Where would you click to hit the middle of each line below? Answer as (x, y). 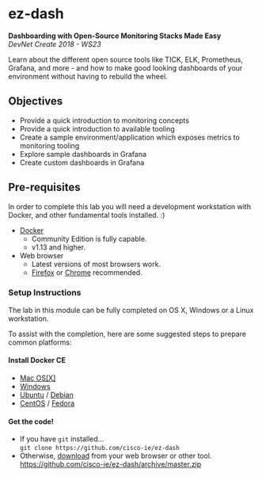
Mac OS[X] (38, 378)
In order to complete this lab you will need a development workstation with (130, 206)
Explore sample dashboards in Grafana (83, 154)
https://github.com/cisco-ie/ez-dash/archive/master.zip (110, 464)
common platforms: (40, 342)
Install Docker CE (37, 361)
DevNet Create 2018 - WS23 (55, 44)
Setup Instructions (45, 292)
